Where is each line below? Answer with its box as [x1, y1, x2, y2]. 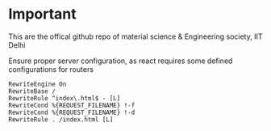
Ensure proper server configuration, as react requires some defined [8, 56, 233, 65]
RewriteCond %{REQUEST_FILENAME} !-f [8, 101, 135, 109]
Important [8, 5, 77, 23]
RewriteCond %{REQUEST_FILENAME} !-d [8, 108, 135, 116]
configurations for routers [8, 64, 94, 74]
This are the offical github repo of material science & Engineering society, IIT [8, 32, 263, 41]
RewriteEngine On [8, 80, 67, 88]
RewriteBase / [8, 87, 56, 95]
